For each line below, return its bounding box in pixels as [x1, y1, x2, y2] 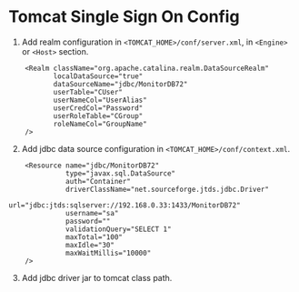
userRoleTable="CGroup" [53, 111, 144, 120]
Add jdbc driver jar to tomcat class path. [21, 272, 173, 283]
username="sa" [65, 208, 119, 217]
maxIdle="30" [65, 240, 115, 249]
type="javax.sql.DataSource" [65, 168, 176, 178]
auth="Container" [65, 176, 131, 186]
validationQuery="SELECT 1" [65, 225, 172, 234]
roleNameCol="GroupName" [53, 119, 147, 128]
